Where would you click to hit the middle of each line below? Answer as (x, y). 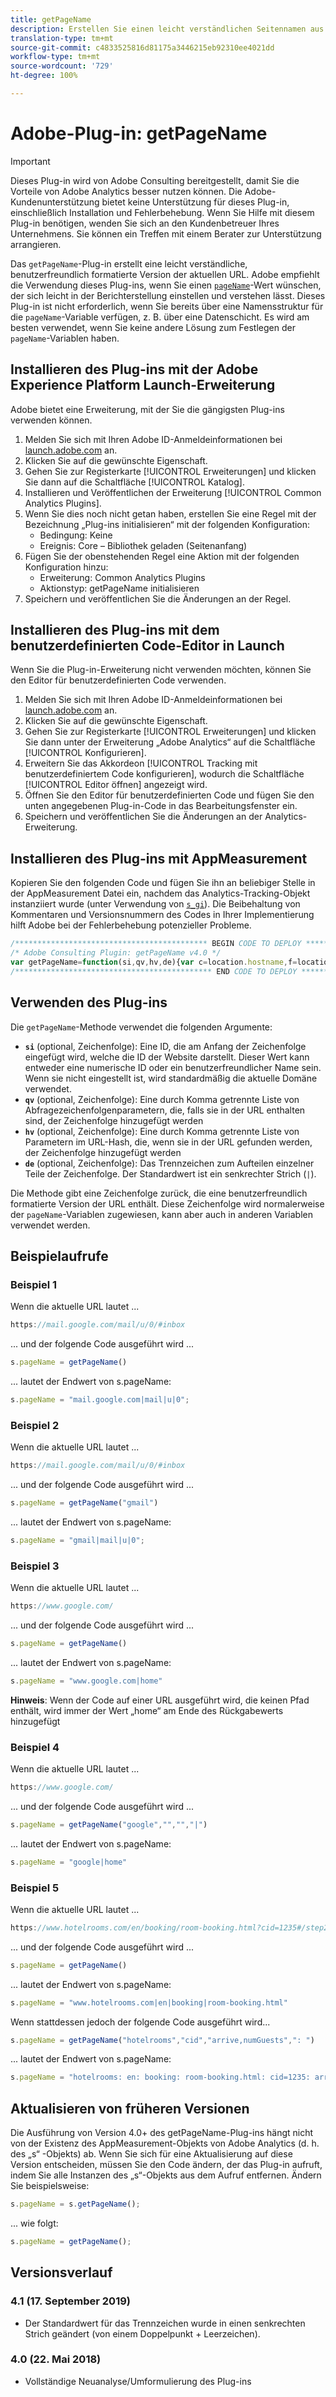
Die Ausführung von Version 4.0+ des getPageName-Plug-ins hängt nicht (162, 2133)
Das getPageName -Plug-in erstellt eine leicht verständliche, (129, 263)
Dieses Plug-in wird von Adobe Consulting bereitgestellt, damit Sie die (155, 180)
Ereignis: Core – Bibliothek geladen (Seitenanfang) (143, 545)
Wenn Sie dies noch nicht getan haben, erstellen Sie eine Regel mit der (170, 513)
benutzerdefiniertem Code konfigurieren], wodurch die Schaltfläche (164, 774)
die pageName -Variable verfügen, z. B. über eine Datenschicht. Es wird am (160, 317)
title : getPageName (51, 19)
